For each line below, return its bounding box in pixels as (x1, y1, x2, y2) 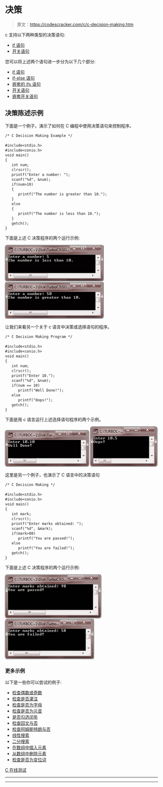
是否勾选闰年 (12, 714, 38, 720)
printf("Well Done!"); (17, 388, 64, 393)
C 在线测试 (5, 767, 27, 773)
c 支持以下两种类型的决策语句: (5, 32, 65, 38)
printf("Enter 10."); (11, 373, 55, 378)
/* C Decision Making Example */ (5, 133, 73, 138)
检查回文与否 (12, 720, 38, 726)
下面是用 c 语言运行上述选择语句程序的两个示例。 (5, 416, 103, 422)
